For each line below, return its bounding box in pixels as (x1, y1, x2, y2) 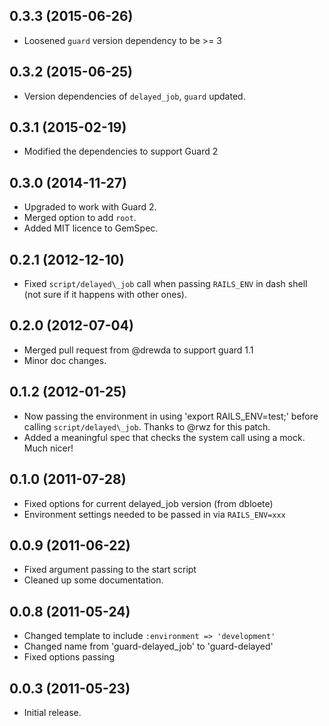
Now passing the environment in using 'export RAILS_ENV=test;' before (23, 410, 319, 422)
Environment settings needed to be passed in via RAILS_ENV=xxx (23, 508, 286, 520)
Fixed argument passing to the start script (23, 564, 197, 576)
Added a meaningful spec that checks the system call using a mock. (23, 431, 306, 443)
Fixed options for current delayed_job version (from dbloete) (23, 497, 274, 509)
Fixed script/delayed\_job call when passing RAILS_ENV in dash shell (23, 278, 308, 290)
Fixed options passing (23, 651, 115, 663)
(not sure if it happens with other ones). (23, 289, 187, 301)
